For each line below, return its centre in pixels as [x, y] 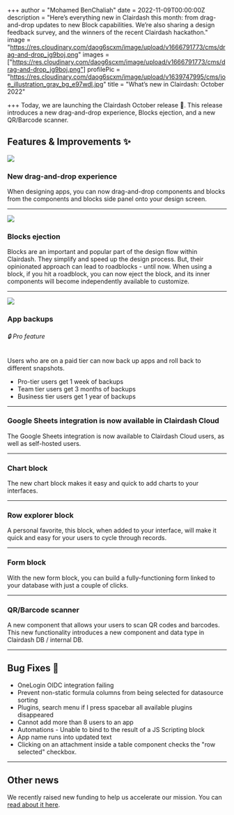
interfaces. [23, 491]
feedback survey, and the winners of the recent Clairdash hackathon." [108, 32]
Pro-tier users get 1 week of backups [70, 381]
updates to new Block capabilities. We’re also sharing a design [125, 25]
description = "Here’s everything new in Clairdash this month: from [103, 17]
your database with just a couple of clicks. [68, 585]
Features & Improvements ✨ [69, 142]
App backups [30, 319]
